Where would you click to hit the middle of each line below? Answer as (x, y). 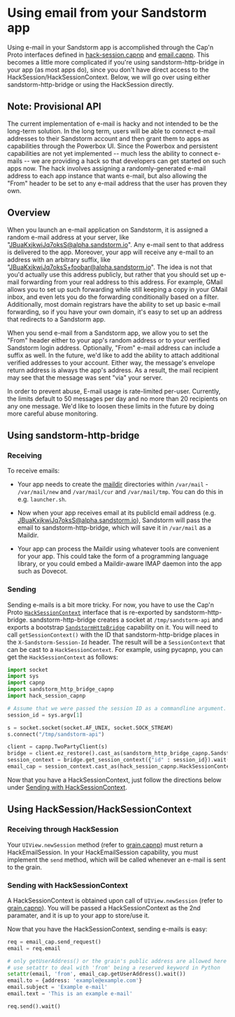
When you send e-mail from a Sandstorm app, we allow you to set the (108, 333)
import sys (23, 676)
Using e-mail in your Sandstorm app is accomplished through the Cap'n (111, 47)
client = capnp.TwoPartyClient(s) (58, 747)
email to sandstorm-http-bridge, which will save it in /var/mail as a (114, 528)
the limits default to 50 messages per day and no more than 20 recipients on (117, 399)
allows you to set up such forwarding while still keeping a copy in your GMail (117, 289)
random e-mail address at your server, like (68, 237)
